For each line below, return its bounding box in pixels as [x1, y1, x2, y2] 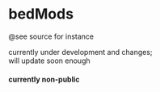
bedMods [8, 5, 74, 23]
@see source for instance [8, 31, 95, 41]
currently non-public [8, 74, 80, 84]
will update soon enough [8, 56, 91, 65]
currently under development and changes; [8, 47, 153, 56]
